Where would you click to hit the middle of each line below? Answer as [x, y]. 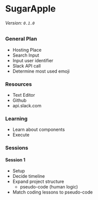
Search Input [26, 55]
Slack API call [27, 66]
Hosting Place [27, 50]
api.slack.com [27, 106]
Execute [21, 135]
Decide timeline [29, 176]
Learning [16, 118]
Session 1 [15, 160]
